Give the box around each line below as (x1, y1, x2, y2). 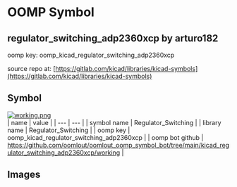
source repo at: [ (7, 65, 56, 72)
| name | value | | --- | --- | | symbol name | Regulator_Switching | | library (7, 118, 221, 127)
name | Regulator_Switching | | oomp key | (7, 126, 130, 134)
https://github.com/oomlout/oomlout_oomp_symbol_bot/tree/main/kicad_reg (7, 141, 230, 149)
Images (7, 169, 41, 181)
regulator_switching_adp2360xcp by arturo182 (7, 32, 219, 44)
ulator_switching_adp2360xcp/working (7, 148, 121, 157)
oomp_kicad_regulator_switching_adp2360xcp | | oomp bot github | (7, 133, 204, 141)
